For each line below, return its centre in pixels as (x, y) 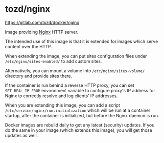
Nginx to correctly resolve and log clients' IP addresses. (61, 96)
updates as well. (22, 135)
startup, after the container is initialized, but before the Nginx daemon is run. (82, 115)
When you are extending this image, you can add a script (63, 105)
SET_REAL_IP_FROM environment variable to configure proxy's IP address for (80, 90)
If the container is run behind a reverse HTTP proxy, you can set (70, 85)
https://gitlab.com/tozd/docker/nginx (42, 22)
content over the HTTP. (29, 46)
